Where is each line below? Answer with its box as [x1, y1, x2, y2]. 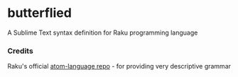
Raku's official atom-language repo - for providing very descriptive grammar [7, 62, 232, 71]
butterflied [7, 5, 72, 21]
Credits [7, 46, 33, 56]
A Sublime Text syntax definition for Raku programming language [7, 28, 198, 37]
